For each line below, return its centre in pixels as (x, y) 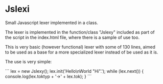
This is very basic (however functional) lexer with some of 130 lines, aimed (80, 47)
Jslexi (17, 9)
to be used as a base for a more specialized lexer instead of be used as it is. (81, 52)
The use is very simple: (29, 61)
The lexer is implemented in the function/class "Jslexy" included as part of (80, 32)
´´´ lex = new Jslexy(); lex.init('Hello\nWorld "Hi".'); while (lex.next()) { (74, 71)
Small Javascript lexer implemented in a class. (52, 23)
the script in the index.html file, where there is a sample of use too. (72, 37)
